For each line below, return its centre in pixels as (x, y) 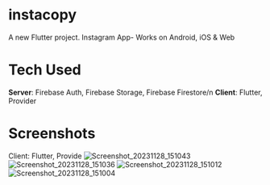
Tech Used (45, 70)
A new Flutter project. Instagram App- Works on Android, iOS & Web (122, 37)
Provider (23, 101)
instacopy (42, 15)
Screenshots (52, 134)
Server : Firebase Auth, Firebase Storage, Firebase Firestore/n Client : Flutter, (135, 92)
